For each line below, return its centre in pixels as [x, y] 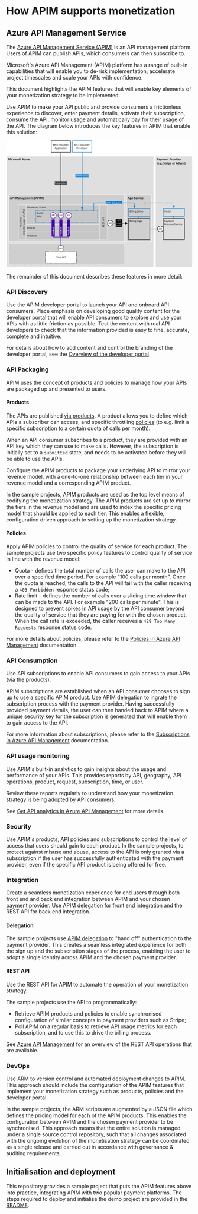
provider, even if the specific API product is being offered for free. [86, 864]
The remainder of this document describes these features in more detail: [95, 277]
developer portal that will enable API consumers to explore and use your [94, 317]
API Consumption [32, 660]
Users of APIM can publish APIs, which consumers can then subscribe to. [96, 53]
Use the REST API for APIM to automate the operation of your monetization [97, 984]
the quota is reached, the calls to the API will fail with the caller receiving [103, 583]
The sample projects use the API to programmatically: [72, 1002]
